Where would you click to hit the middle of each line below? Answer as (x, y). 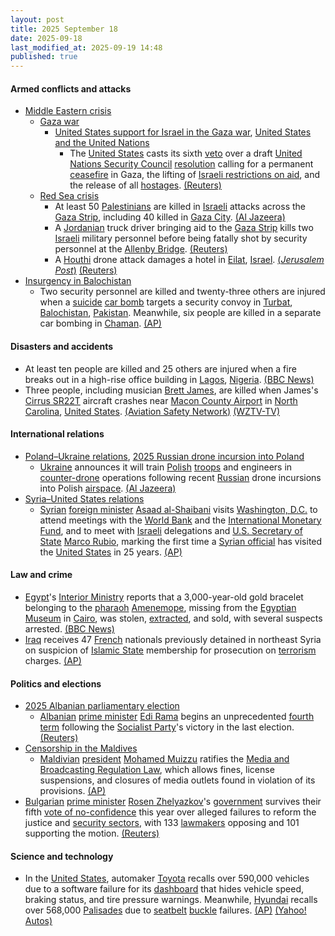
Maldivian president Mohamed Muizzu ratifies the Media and (164, 759)
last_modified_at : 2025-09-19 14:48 (86, 47)
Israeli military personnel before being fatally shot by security (181, 238)
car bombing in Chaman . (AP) (100, 323)
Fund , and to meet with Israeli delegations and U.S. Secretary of (171, 530)
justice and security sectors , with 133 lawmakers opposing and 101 (162, 823)
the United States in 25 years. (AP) (111, 552)
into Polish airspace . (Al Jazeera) (108, 488)
